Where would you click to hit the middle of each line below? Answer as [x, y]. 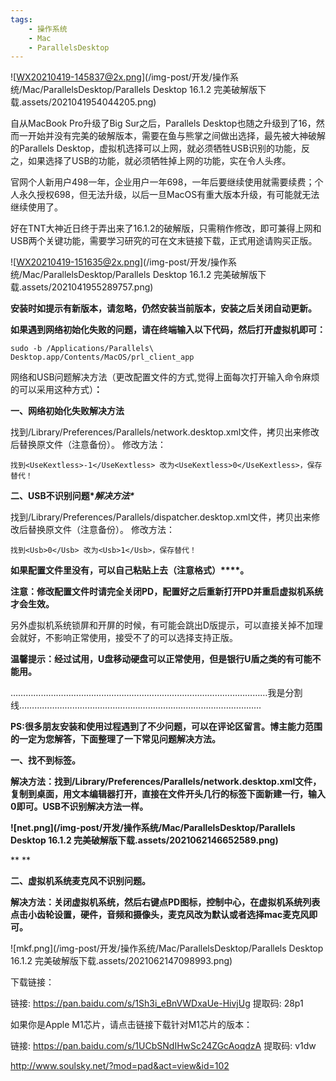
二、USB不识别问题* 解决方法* [72, 496]
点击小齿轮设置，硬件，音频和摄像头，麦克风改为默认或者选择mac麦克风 [160, 915]
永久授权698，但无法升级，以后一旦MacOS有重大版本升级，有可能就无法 [169, 195]
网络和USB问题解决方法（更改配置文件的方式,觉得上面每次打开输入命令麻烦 [165, 377]
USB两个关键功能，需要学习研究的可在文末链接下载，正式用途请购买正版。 [164, 241]
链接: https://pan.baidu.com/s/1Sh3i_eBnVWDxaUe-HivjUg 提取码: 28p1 [157, 1003]
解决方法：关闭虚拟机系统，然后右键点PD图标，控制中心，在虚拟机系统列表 [165, 902]
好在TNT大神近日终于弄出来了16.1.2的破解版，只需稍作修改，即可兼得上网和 [166, 228]
